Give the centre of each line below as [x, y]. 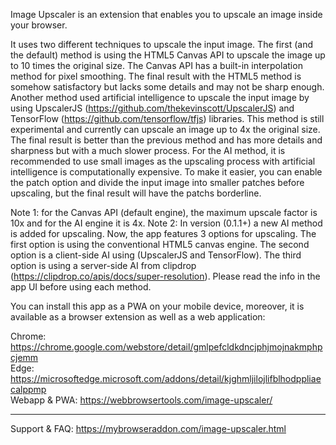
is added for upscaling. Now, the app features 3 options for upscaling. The [163, 233]
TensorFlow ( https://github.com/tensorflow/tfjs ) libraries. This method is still [167, 118]
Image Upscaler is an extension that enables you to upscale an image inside [166, 14]
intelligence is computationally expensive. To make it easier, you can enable [166, 172]
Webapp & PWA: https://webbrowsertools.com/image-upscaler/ [141, 400]
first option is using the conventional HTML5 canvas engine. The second [160, 244]
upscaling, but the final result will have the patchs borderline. [136, 193]
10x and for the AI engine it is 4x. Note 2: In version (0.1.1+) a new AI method [166, 223]
